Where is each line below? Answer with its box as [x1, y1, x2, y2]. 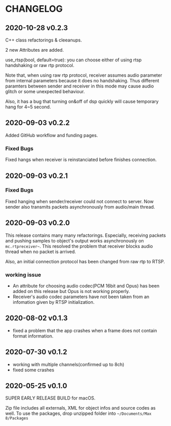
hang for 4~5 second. [5, 104, 51, 110]
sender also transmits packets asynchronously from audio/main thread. [5, 204, 155, 210]
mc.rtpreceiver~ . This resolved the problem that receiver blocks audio [5, 243, 153, 249]
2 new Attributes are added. [5, 47, 64, 53]
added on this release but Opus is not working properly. [12, 288, 130, 294]
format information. [12, 333, 54, 339]
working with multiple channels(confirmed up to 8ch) [12, 361, 125, 367]
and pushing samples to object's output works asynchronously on [5, 237, 144, 243]
